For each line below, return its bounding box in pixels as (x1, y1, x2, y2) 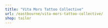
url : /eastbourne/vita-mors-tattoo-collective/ (5, 11, 104, 16)
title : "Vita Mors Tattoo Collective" (5, 7, 84, 12)
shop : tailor (5, 16, 32, 20)
